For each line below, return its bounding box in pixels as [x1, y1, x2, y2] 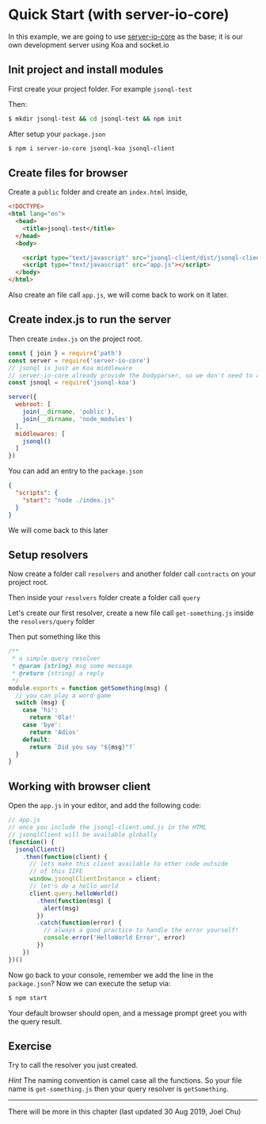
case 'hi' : [22, 706, 59, 714]
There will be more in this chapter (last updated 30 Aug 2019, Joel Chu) [8, 1107, 241, 1117]
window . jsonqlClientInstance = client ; [28, 875, 161, 883]
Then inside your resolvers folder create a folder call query [8, 593, 200, 602]
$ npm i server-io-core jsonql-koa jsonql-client [8, 144, 176, 152]
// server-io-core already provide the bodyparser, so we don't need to [8, 371, 253, 379]
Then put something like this [8, 632, 101, 642]
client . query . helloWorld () [28, 889, 119, 898]
